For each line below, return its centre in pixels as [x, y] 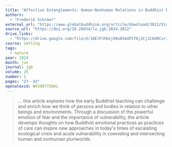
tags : [11, 48]
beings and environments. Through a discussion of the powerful [85, 112]
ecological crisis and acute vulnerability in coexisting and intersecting [91, 133]
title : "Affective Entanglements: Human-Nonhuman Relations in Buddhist [84, 10]
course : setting [23, 44]
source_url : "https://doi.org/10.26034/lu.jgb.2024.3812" [68, 29]
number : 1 [16, 77]
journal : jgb [19, 67]
